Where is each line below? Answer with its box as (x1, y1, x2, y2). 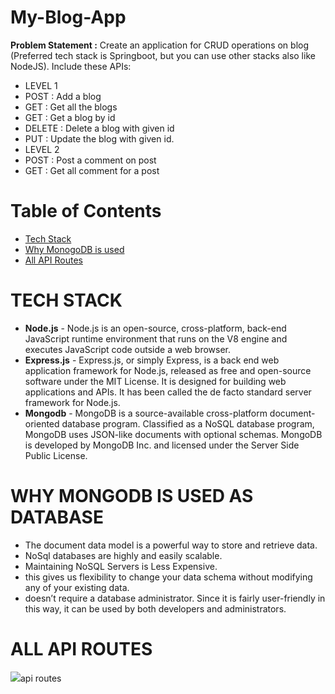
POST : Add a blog (24, 90, 102, 102)
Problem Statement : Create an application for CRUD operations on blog (10, 39, 310, 51)
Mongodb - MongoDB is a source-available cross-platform (24, 407, 268, 419)
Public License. (24, 449, 88, 461)
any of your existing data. (24, 581, 130, 593)
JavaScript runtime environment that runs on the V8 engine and (24, 332, 288, 345)
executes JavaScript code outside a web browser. (24, 343, 232, 355)
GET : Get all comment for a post (24, 164, 160, 176)
